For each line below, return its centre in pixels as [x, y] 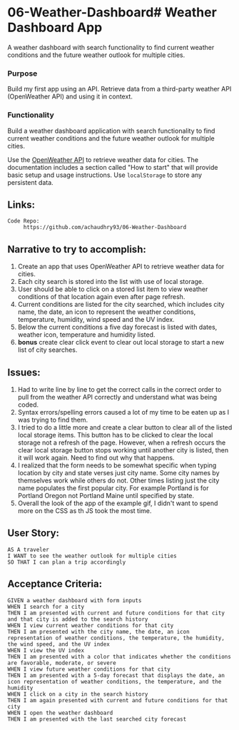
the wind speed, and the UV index [59, 644]
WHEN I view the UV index [46, 650]
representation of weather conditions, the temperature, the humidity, [116, 638]
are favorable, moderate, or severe [62, 663]
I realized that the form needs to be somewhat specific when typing [117, 465]
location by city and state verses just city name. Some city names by [118, 472]
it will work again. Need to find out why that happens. [96, 457]
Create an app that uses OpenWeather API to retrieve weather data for [121, 267]
